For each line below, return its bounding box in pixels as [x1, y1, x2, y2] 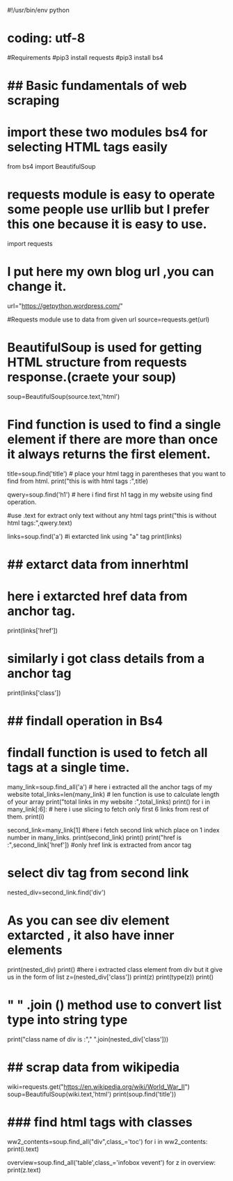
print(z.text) [7, 1166, 41, 1174]
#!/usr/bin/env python [7, 6, 70, 14]
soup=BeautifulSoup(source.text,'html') [7, 392, 120, 400]
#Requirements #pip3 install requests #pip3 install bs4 [7, 53, 163, 61]
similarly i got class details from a [7, 651, 205, 666]
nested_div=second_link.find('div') [7, 888, 106, 897]
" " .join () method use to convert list [7, 997, 222, 1013]
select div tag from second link [7, 865, 189, 881]
